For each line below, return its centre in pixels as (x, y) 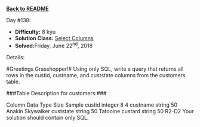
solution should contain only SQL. (47, 117)
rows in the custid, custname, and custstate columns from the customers (96, 75)
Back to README (27, 9)
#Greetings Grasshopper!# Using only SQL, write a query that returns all (95, 69)
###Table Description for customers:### (56, 93)
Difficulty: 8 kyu (35, 32)
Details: (16, 57)
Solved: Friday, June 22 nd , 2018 (54, 45)
